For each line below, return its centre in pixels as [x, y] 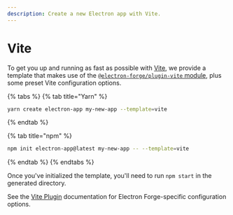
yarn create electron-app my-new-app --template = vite [87, 109]
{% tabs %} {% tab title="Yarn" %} [57, 96]
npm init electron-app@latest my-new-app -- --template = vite [98, 149]
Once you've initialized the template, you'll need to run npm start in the [110, 176]
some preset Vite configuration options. [64, 83]
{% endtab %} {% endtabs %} [51, 162]
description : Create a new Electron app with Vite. [84, 14]
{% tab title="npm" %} [40, 136]
